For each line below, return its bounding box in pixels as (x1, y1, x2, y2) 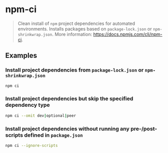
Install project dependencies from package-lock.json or (5, 67, 144, 74)
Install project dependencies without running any (5, 125, 130, 132)
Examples (5, 51, 37, 60)
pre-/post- (130, 125, 157, 132)
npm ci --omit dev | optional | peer (5, 113, 76, 118)
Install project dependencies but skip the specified (5, 95, 133, 102)
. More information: (52, 31, 93, 37)
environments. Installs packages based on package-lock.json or (17, 25, 152, 32)
